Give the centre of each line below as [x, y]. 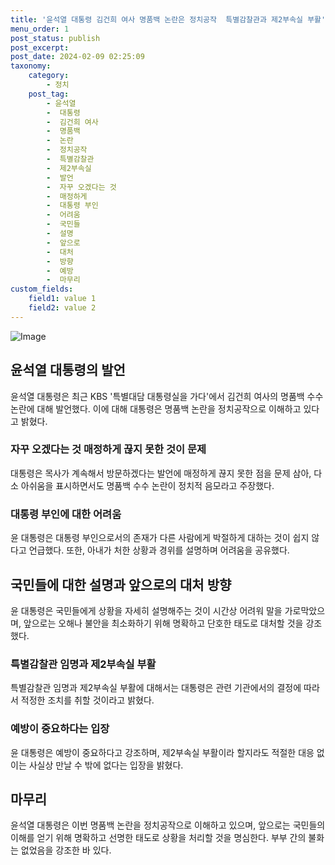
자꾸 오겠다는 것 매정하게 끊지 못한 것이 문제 [108, 449]
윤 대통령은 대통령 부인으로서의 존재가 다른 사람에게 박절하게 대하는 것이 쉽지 [160, 538]
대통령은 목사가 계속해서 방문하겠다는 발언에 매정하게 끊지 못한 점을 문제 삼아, [161, 473]
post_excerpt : [40, 47]
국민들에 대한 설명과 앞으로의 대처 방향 [121, 584]
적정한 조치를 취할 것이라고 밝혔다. [87, 700]
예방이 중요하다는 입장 [60, 729]
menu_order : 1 [40, 29]
